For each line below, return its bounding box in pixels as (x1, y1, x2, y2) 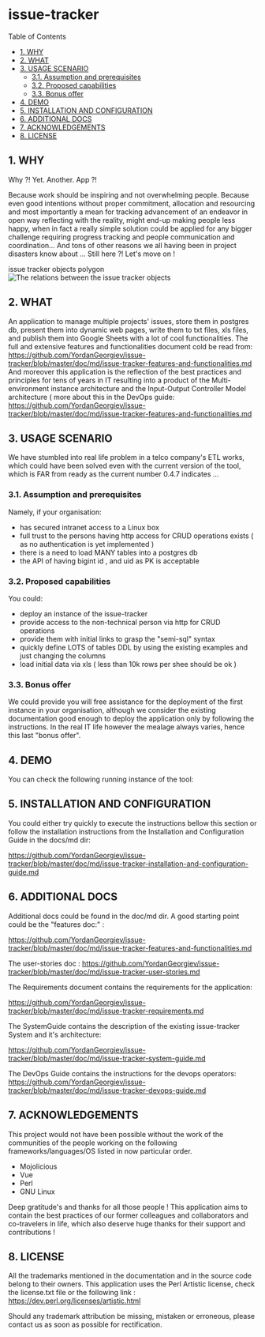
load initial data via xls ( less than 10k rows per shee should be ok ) (19, 659, 237, 668)
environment (8, 383, 50, 393)
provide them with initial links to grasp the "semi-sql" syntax (19, 634, 215, 643)
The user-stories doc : (8, 958, 80, 968)
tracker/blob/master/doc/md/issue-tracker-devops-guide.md (8, 1085, 207, 1095)
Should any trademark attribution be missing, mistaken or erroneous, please (8, 1312, 255, 1321)
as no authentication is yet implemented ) (19, 539, 155, 548)
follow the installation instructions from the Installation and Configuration (8, 827, 244, 836)
